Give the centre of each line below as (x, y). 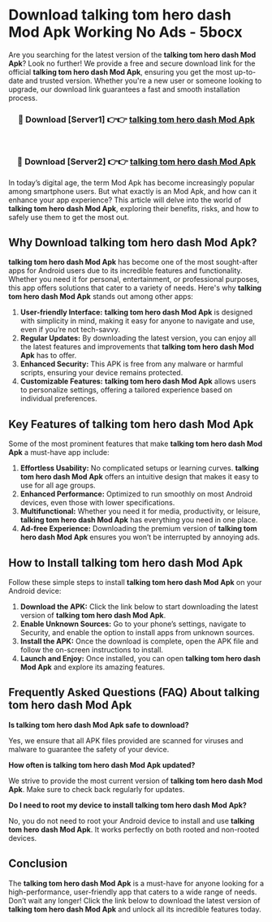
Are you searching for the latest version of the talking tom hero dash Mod (132, 54)
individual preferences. (58, 399)
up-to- (245, 71)
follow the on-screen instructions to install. (92, 649)
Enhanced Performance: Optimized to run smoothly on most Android (136, 494)
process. (23, 97)
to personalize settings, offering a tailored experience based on (126, 390)
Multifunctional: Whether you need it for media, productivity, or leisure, (140, 511)
